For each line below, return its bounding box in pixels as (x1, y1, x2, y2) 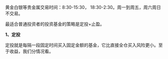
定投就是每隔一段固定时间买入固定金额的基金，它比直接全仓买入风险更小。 (5, 42, 158, 48)
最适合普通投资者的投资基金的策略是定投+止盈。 (5, 21, 105, 27)
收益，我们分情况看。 (9, 49, 53, 54)
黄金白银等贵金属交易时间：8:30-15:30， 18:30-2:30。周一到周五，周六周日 (5, 4, 161, 10)
